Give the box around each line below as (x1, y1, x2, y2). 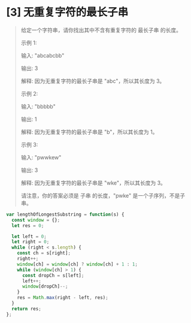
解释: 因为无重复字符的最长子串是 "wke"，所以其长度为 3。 (20, 179, 166, 186)
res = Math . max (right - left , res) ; (17, 295, 109, 301)
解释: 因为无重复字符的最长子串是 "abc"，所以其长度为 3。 (20, 77, 165, 84)
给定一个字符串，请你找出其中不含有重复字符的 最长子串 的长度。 (20, 26, 181, 34)
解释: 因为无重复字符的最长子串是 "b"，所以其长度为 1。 (20, 128, 158, 135)
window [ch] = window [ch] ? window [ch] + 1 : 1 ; (17, 261, 138, 267)
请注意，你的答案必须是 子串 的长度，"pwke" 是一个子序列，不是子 (20, 192, 186, 199)
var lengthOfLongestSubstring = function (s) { (6, 211, 125, 218)
